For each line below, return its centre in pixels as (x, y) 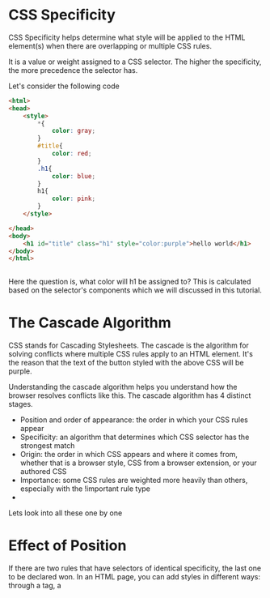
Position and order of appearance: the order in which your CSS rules (134, 420)
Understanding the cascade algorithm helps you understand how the (123, 387)
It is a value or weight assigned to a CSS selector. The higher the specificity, (135, 62)
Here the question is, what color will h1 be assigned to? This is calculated (130, 282)
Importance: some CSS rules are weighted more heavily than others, (134, 481)
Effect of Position (67, 546)
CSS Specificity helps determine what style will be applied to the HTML (127, 37)
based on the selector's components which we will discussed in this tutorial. (135, 290)
